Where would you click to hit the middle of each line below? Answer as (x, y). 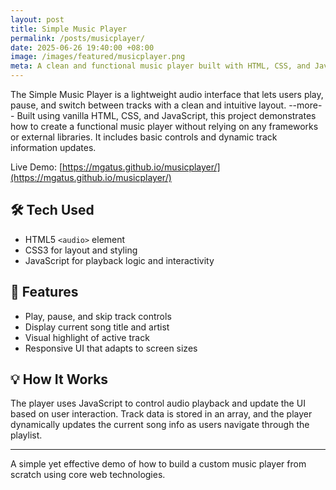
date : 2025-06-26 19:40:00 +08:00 (82, 47)
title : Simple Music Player (69, 29)
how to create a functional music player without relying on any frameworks (164, 126)
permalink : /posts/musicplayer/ (77, 38)
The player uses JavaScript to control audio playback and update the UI (158, 403)
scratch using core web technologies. (88, 475)
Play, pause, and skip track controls (98, 316)
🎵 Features (44, 292)
